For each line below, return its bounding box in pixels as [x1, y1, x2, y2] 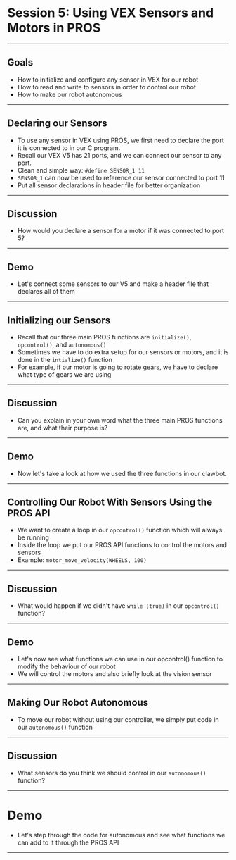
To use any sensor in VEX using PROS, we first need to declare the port [17, 136, 225, 144]
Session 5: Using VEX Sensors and [7, 5, 214, 21]
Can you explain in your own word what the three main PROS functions [17, 416, 223, 424]
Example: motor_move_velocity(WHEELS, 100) [17, 556, 147, 564]
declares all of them [17, 287, 75, 296]
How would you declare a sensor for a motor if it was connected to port [17, 227, 225, 235]
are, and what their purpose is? [17, 423, 107, 432]
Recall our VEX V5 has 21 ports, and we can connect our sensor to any [17, 151, 222, 159]
